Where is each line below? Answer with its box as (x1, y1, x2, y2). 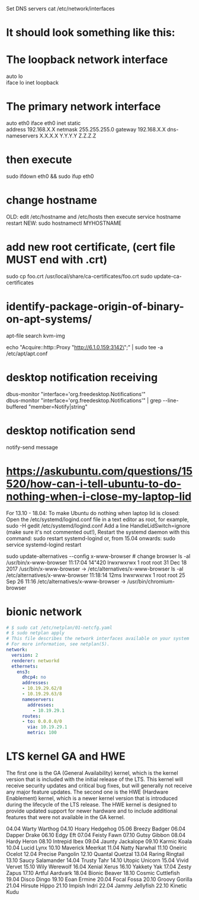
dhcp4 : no (21, 675, 46, 681)
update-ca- (153, 272, 182, 280)
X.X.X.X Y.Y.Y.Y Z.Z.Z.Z (39, 132, 97, 139)
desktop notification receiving (6, 371, 158, 384)
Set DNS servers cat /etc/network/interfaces (6, 5, 115, 12)
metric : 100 (27, 730, 57, 736)
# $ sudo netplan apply (6, 630, 65, 636)
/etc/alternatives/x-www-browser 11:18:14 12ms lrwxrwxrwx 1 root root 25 (6, 571, 185, 579)
